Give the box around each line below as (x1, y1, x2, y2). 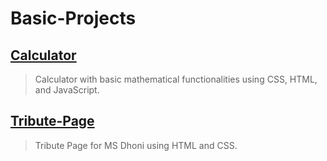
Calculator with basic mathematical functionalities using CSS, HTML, (34, 73, 318, 85)
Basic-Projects (10, 7, 137, 30)
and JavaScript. (34, 84, 100, 96)
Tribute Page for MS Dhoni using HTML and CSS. (34, 139, 238, 151)
